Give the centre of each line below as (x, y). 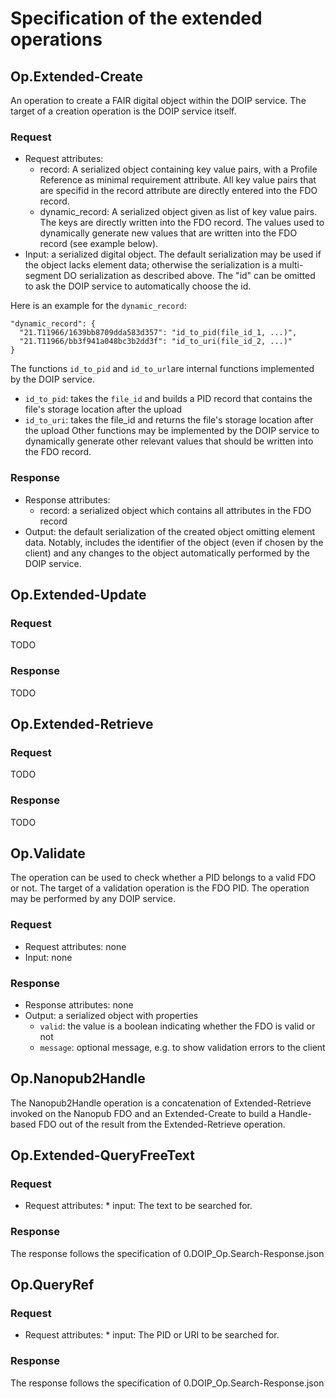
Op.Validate (48, 853)
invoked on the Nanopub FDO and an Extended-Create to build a (143, 1113)
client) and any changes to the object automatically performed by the (167, 553)
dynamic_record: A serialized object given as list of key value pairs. (178, 212)
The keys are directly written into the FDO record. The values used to (182, 223)
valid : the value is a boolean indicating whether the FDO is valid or (177, 1026)
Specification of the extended (136, 18)
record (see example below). (99, 244)
